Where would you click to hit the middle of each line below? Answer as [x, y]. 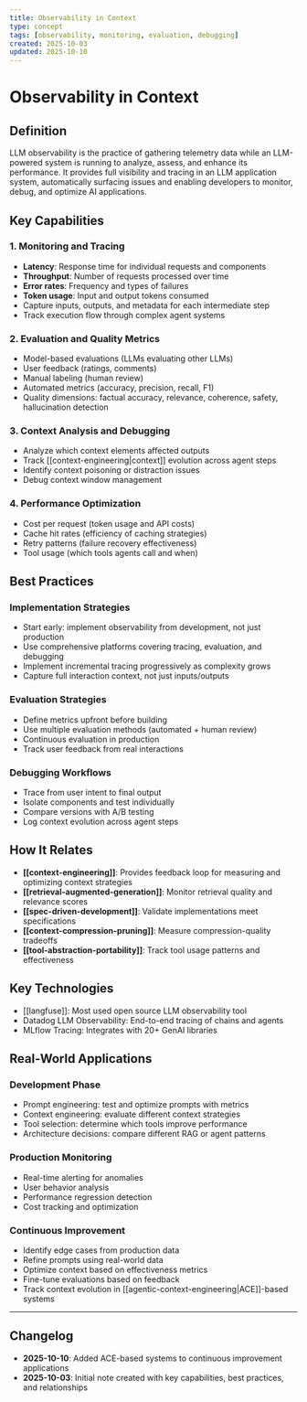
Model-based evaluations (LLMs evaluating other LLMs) [128, 359]
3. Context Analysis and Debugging [90, 431]
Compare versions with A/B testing [88, 811]
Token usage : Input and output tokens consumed [116, 295]
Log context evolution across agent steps [101, 821]
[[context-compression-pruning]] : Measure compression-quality [147, 930]
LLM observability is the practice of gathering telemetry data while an [140, 153]
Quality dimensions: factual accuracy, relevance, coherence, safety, [150, 398]
